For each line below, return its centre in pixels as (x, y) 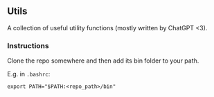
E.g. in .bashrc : (29, 74)
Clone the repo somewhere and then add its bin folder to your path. (103, 61)
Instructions (28, 45)
